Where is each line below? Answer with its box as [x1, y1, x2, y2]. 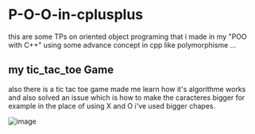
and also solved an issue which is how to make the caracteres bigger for [8, 93, 245, 102]
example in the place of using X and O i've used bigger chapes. [8, 101, 216, 110]
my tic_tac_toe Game [8, 63, 114, 77]
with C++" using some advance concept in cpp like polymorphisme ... [8, 40, 237, 49]
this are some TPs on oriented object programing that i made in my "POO [8, 32, 248, 41]
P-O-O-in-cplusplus [8, 6, 144, 24]
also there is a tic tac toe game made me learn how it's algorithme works [8, 84, 246, 94]
